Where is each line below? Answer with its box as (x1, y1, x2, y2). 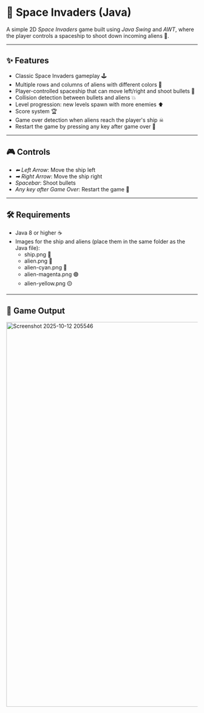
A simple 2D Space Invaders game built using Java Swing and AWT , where (6, 26, 194, 33)
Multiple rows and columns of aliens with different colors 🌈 (15, 80, 162, 88)
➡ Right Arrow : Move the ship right (15, 172, 103, 180)
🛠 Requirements (6, 210, 71, 220)
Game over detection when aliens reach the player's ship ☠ (15, 116, 164, 124)
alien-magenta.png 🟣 (24, 271, 79, 278)
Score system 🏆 (15, 107, 58, 115)
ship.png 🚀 (24, 251, 52, 258)
